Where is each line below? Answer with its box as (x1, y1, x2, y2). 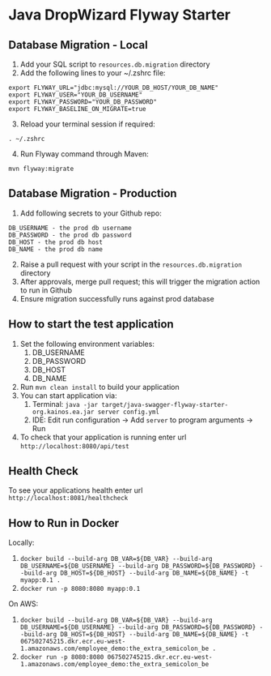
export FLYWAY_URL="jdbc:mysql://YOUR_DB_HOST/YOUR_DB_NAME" (8, 83, 219, 92)
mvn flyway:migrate (8, 165, 74, 173)
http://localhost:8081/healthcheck (8, 494, 129, 503)
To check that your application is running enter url (19, 432, 187, 442)
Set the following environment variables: (19, 339, 155, 349)
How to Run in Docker (8, 516, 120, 530)
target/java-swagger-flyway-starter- (100, 400, 229, 409)
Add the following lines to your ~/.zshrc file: (19, 68, 166, 78)
